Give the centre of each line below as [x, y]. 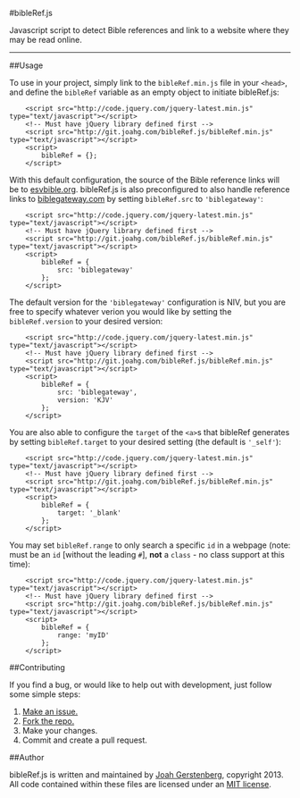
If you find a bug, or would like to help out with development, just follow [141, 685]
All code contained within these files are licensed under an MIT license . [141, 784]
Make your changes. [60, 731]
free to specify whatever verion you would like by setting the [121, 311]
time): [20, 564]
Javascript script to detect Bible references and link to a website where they [149, 30]
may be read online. [46, 40]
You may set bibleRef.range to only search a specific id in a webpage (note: [150, 545]
